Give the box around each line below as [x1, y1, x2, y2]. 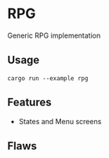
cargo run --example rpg [7, 74, 89, 83]
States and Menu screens [18, 116, 102, 126]
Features [7, 96, 52, 109]
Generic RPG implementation [7, 31, 101, 40]
